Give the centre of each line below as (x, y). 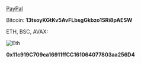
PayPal (15, 9)
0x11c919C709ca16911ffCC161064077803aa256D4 (70, 55)
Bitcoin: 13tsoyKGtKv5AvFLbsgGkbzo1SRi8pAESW (69, 20)
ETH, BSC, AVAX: (27, 31)
